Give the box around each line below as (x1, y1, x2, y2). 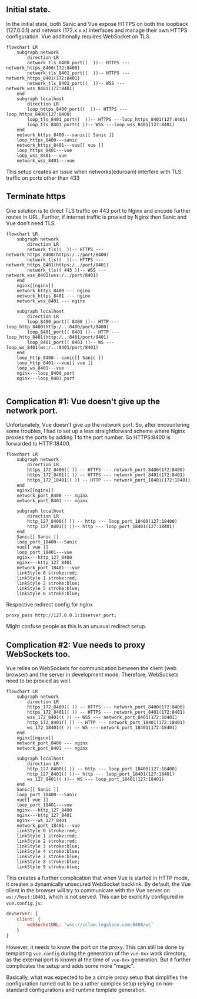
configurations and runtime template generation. (29, 986, 146, 993)
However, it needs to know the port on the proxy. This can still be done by (6, 943, 185, 951)
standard (6, 986, 28, 993)
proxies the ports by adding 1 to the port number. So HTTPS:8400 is (6, 434, 171, 441)
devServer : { (6, 911, 38, 917)
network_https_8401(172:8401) (6, 75, 81, 81)
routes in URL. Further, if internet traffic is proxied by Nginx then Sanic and (6, 213, 187, 220)
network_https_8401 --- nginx (16, 293, 91, 299)
